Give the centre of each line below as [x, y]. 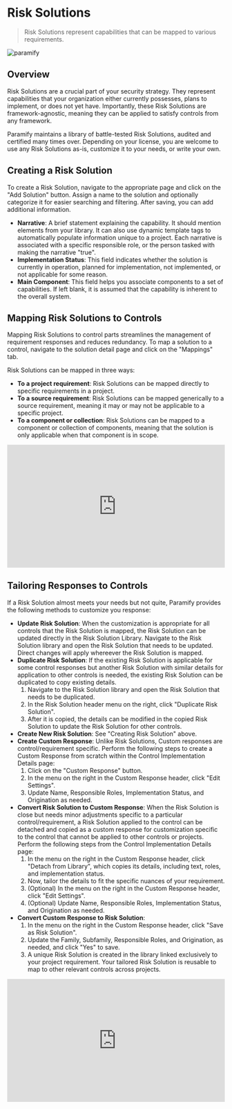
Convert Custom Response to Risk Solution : [81, 917]
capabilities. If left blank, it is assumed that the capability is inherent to [117, 289]
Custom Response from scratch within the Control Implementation [111, 756]
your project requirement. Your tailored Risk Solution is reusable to [122, 961]
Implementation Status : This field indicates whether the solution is [113, 259]
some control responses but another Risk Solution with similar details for [120, 667]
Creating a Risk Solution [60, 171]
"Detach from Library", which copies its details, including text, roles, [124, 866]
